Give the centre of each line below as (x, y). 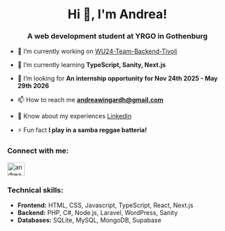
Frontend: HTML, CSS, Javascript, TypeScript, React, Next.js (105, 205)
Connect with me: (38, 151)
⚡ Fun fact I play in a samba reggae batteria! (82, 130)
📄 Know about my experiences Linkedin (74, 116)
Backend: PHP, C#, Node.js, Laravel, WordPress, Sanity (97, 213)
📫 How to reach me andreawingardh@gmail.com (90, 100)
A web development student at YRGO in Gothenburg (117, 36)
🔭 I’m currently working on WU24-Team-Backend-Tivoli (97, 51)
